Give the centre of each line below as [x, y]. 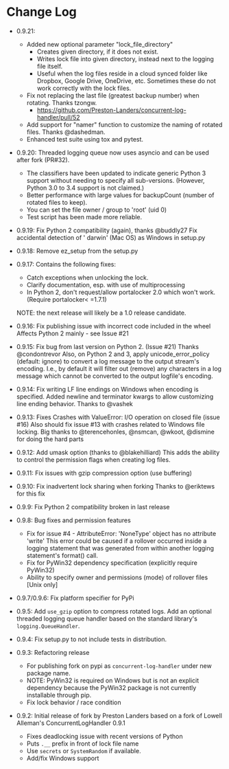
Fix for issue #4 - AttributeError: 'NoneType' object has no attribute [121, 533]
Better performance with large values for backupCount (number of [120, 195]
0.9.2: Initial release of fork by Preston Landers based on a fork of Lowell [119, 715]
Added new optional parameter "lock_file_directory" [100, 44]
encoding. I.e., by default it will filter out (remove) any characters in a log [119, 368]
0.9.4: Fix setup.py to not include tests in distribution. [92, 639]
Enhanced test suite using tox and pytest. [85, 139]
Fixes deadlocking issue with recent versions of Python [105, 736]
